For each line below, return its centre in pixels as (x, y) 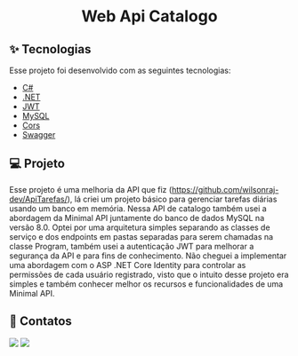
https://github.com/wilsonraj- (226, 189)
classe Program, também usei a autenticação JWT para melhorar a (132, 246)
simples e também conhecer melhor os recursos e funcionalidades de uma (146, 284)
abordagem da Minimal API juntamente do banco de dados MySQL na (137, 218)
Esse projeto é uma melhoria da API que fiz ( (91, 189)
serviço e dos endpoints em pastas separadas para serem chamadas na (141, 236)
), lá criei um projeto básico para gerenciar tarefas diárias (172, 199)
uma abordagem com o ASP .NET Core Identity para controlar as (128, 265)
